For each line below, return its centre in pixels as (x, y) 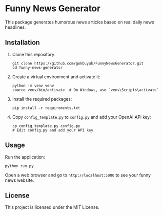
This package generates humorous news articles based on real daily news (80, 22)
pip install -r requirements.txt (46, 108)
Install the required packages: (42, 99)
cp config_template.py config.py (46, 126)
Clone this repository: (34, 54)
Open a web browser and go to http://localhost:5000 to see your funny (78, 175)
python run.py (20, 166)
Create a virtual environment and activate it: (56, 77)
